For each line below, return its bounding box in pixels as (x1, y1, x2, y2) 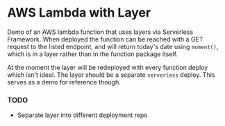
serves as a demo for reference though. (7, 78, 121, 86)
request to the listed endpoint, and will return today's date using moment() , (7, 42, 219, 51)
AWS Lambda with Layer (7, 5, 151, 21)
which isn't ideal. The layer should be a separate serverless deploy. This (7, 71, 215, 79)
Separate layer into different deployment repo (17, 111, 148, 119)
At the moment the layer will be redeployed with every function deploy (7, 63, 208, 71)
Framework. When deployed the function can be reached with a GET (7, 35, 203, 43)
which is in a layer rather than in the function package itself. (7, 50, 178, 58)
